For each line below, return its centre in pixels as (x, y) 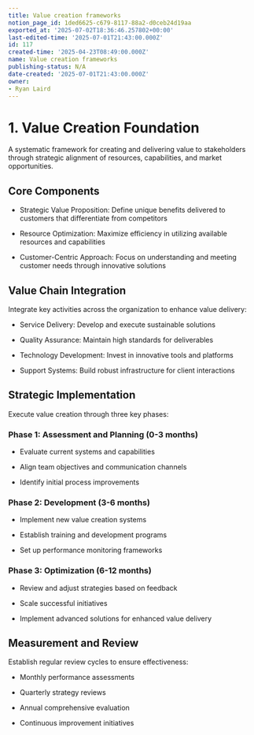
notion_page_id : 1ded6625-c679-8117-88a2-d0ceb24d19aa (100, 23)
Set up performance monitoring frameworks (91, 550)
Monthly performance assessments (77, 677)
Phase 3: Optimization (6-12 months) (80, 570)
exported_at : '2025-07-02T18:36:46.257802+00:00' (91, 30)
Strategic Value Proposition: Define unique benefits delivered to (122, 210)
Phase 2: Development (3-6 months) (79, 503)
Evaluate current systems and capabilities (87, 452)
